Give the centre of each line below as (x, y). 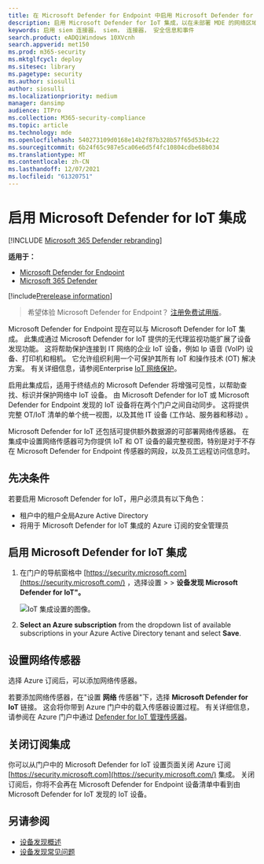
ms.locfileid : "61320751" (50, 177)
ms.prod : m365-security (47, 52)
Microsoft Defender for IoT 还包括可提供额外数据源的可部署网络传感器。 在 (129, 431)
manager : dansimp (37, 103)
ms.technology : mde (40, 132)
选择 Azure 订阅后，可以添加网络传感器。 (75, 680)
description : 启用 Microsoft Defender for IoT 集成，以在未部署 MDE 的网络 (127, 23)
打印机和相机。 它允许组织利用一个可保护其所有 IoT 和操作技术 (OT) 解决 (139, 358)
